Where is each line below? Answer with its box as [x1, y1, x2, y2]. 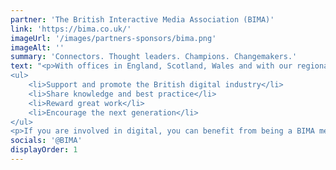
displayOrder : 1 [10, 145, 78, 155]
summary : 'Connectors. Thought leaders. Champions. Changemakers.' [10, 52, 298, 62]
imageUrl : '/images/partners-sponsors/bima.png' [10, 33, 217, 43]
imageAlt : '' [10, 42, 65, 53]
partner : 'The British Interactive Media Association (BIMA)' [10, 14, 275, 25]
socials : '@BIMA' [10, 136, 83, 146]
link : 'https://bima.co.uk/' [10, 24, 132, 34]
